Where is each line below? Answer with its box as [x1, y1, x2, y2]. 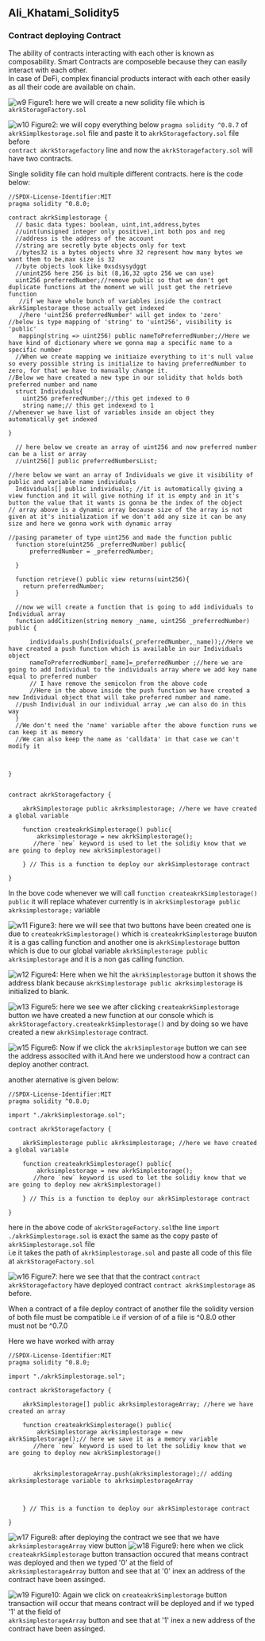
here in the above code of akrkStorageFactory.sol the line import [8, 1222, 220, 1232]
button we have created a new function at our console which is [8, 1010, 214, 1020]
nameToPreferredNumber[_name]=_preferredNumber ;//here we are [29, 659, 244, 667]
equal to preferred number [8, 672, 98, 680]
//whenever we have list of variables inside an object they [8, 408, 215, 416]
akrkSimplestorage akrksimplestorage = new [36, 1428, 182, 1436]
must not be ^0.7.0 [8, 1321, 68, 1330]
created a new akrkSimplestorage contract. [8, 1027, 149, 1036]
